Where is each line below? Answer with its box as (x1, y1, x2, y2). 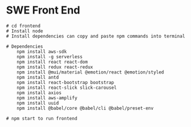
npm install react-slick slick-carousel (16, 85, 117, 91)
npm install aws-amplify (16, 95, 78, 101)
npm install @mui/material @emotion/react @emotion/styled (16, 69, 165, 75)
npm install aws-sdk (16, 48, 67, 55)
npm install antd (16, 74, 59, 80)
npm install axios (16, 89, 62, 96)
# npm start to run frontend (6, 115, 78, 121)
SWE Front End (6, 4, 81, 17)
